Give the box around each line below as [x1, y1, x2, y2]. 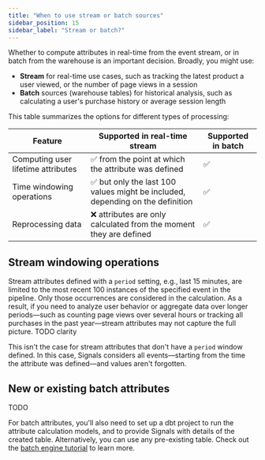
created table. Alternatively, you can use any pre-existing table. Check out [8, 435, 250, 444]
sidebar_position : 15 [8, 19, 80, 27]
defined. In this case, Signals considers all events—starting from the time [8, 350, 246, 360]
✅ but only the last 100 [90, 177, 177, 188]
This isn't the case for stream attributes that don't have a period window [8, 342, 243, 352]
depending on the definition [90, 196, 193, 208]
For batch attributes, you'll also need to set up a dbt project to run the [8, 418, 234, 427]
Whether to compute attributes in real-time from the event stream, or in [8, 48, 239, 58]
